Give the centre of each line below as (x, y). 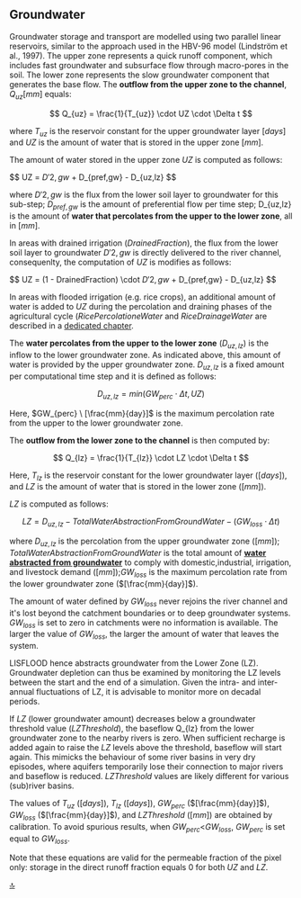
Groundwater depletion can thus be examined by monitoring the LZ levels (145, 673)
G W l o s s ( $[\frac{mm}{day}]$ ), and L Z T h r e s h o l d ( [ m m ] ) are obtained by (141, 816)
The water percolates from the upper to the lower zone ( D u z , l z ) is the (139, 344)
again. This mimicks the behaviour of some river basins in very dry (133, 757)
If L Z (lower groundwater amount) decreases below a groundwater (133, 719)
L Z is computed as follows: (59, 504)
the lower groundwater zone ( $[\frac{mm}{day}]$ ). (104, 583)
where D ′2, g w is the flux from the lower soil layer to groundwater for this (144, 195)
